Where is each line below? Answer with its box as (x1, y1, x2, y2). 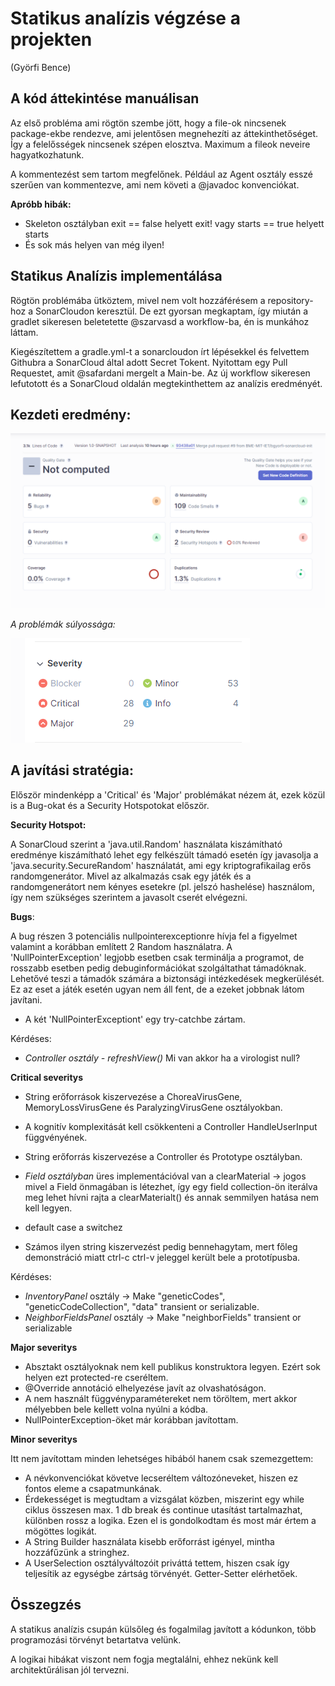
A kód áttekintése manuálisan (10, 90, 200, 107)
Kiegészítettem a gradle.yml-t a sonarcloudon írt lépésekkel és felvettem (10, 345, 310, 357)
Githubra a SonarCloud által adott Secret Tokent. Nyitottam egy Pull (10, 356, 288, 368)
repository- (267, 294, 314, 306)
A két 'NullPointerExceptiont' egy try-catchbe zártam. (24, 1013, 246, 1025)
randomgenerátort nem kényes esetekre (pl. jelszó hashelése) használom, (10, 880, 315, 892)
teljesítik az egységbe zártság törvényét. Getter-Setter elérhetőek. (24, 1567, 298, 1579)
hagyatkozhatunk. (10, 148, 85, 161)
